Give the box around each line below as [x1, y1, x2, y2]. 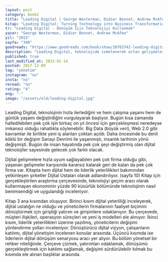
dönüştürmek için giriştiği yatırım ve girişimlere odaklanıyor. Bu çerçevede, [5, 209, 158, 215]
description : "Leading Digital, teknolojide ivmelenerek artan [5, 49, 140, 54]
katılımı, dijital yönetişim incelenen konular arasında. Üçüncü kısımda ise [5, 230, 153, 236]
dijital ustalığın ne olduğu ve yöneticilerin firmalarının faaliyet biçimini [5, 203, 147, 209]
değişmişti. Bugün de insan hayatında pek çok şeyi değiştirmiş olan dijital [5, 141, 155, 148]
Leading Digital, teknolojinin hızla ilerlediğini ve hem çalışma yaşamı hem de [5, 110, 161, 116]
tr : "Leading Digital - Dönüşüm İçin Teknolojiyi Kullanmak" [5, 26, 135, 31]
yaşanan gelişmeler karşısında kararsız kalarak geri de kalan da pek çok [5, 162, 153, 168]
